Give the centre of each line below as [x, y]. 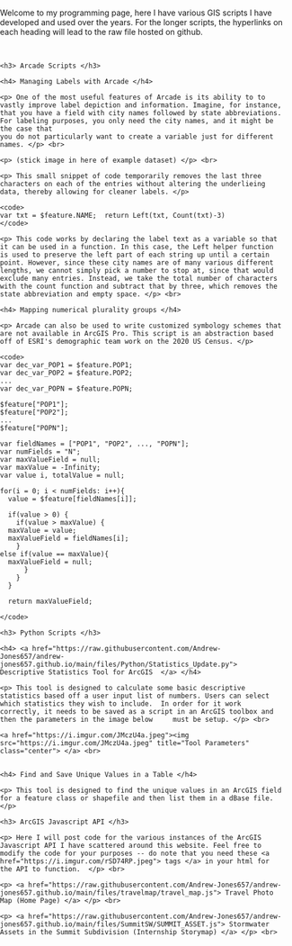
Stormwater [249, 924]
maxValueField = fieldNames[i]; [68, 538]
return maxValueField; [50, 601]
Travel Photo [249, 893]
